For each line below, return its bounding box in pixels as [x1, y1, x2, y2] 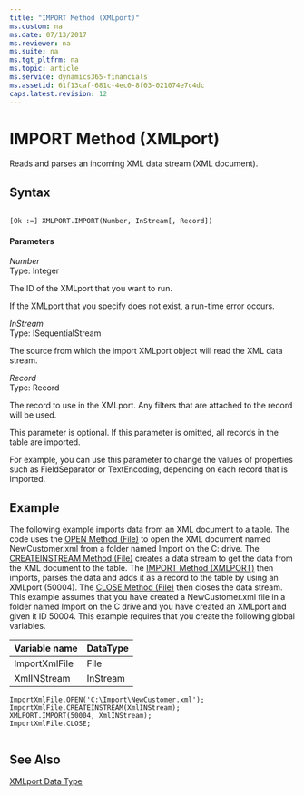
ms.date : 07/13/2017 [9, 30, 88, 39]
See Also [9, 752, 61, 767]
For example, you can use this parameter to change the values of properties [9, 455, 293, 466]
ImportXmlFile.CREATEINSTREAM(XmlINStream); [9, 703, 181, 712]
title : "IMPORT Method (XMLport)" [9, 13, 141, 23]
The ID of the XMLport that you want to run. [9, 283, 172, 294]
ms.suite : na [9, 47, 59, 56]
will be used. [9, 409, 57, 420]
